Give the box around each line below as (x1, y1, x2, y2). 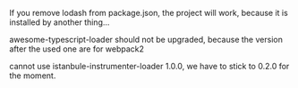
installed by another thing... (9, 17, 110, 28)
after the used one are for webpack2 (9, 44, 145, 54)
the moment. (9, 70, 56, 81)
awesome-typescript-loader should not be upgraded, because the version (9, 35, 284, 44)
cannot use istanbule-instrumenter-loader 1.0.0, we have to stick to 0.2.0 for (9, 61, 290, 71)
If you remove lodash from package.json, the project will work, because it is (9, 8, 288, 18)
